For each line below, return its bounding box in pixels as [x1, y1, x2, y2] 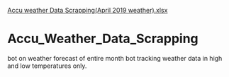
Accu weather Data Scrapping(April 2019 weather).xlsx [7, 6, 168, 14]
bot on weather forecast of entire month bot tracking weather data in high [7, 54, 223, 62]
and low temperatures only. [7, 61, 87, 70]
